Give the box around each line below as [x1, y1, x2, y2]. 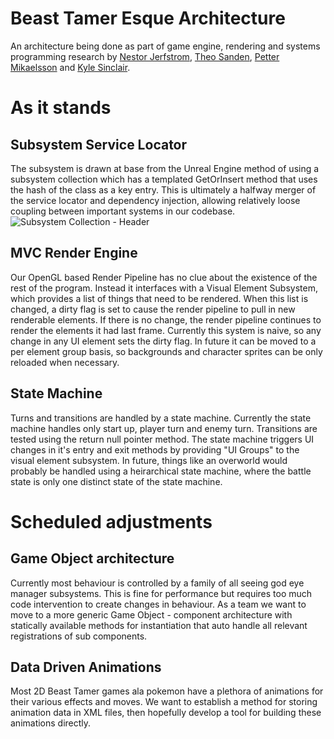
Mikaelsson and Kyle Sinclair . [10, 61, 131, 73]
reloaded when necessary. [10, 356, 120, 368]
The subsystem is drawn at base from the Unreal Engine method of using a [10, 162, 320, 174]
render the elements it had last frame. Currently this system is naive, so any [10, 324, 322, 336]
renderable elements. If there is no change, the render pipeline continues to [10, 313, 322, 326]
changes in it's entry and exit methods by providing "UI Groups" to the [10, 443, 300, 456]
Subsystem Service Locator [10, 136, 188, 153]
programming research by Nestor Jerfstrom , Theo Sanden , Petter [10, 50, 280, 62]
